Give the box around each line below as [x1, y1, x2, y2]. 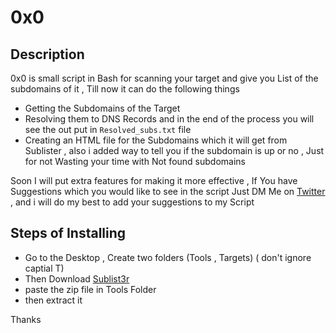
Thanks [10, 313, 42, 325]
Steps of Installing [10, 225, 127, 242]
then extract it [24, 294, 83, 306]
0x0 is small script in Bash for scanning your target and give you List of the [10, 72, 319, 84]
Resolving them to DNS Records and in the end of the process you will [24, 113, 315, 125]
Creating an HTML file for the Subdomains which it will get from [24, 134, 288, 146]
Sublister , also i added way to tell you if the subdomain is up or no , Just [24, 145, 325, 156]
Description [10, 46, 85, 63]
